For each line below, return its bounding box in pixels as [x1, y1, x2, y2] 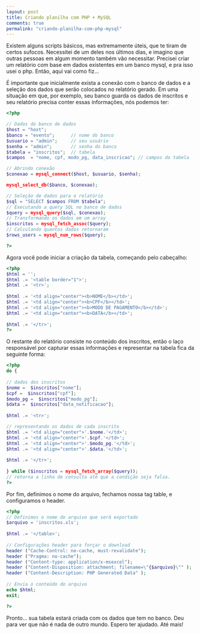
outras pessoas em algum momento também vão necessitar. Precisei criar [6, 55, 190, 62]
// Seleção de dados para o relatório [6, 193, 103, 199]
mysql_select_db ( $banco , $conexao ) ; [6, 182, 98, 188]
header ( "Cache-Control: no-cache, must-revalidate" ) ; [6, 547, 147, 554]
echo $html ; [6, 586, 36, 593]
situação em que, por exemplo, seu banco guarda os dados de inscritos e [6, 92, 188, 99]
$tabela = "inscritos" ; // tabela [6, 149, 95, 155]
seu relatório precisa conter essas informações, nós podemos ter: [6, 99, 169, 106]
